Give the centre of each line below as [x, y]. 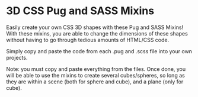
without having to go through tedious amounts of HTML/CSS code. [88, 40]
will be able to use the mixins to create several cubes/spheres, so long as [95, 75]
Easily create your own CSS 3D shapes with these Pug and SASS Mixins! [95, 27]
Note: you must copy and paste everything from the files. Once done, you [96, 69]
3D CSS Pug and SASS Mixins [80, 11]
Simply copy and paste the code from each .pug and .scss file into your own [99, 51]
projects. [17, 57]
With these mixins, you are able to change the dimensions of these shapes [97, 33]
